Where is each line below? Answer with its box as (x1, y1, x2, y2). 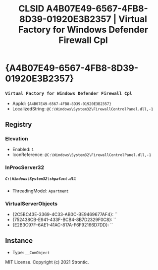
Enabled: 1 (12, 147, 34, 153)
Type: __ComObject (12, 250, 50, 256)
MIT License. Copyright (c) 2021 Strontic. (5, 259, 89, 265)
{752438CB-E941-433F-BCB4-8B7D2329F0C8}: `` (12, 216, 116, 223)
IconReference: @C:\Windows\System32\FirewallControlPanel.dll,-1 (12, 152, 152, 158)
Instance (5, 236, 33, 245)
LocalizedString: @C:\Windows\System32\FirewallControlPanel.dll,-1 (12, 106, 154, 112)
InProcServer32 (5, 164, 45, 171)
